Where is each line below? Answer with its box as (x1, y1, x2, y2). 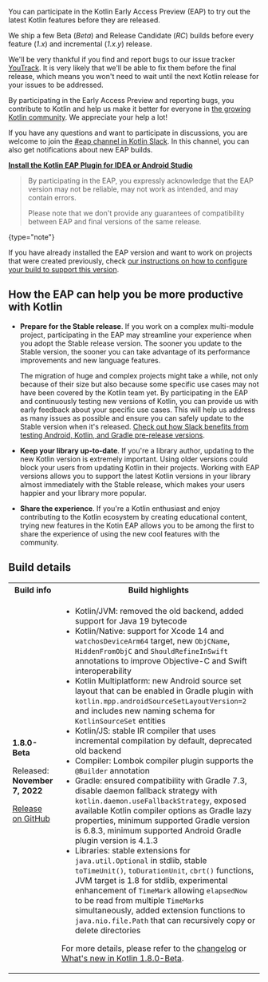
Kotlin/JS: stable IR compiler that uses (74, 725, 217, 736)
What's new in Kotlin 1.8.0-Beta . (61, 952, 184, 964)
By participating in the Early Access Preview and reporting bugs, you (8, 96, 235, 105)
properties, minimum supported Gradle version (74, 814, 250, 826)
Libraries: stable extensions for (74, 845, 191, 856)
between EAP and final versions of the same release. (27, 217, 202, 226)
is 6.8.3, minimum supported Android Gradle (74, 825, 242, 836)
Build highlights (128, 584, 189, 596)
